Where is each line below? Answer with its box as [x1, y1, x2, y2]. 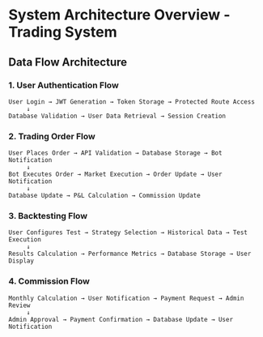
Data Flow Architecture [8, 55, 128, 69]
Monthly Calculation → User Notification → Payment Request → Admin [8, 294, 244, 302]
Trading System [8, 23, 117, 41]
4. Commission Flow [8, 275, 91, 287]
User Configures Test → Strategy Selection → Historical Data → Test [8, 228, 248, 237]
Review [8, 301, 31, 309]
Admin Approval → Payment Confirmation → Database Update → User [8, 315, 233, 323]
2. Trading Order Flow [8, 130, 95, 142]
